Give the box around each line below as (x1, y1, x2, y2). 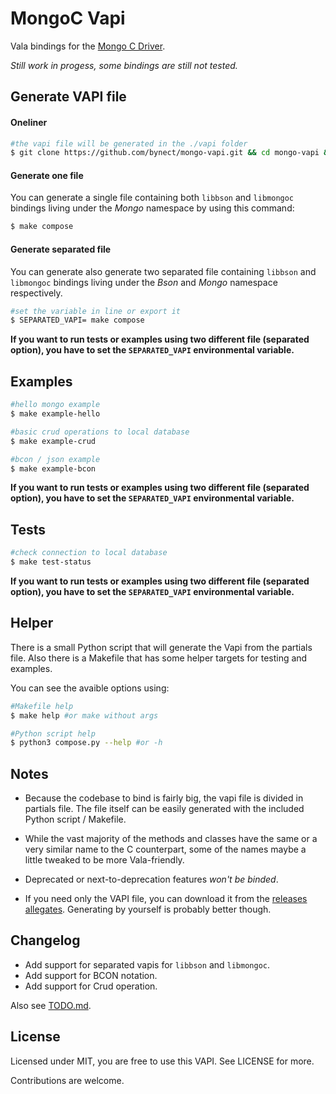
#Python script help (10, 728, 97, 739)
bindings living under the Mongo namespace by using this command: (10, 202, 295, 214)
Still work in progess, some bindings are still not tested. (10, 59, 238, 71)
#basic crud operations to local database (10, 427, 190, 437)
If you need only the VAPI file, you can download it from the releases (24, 893, 308, 905)
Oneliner (10, 116, 48, 128)
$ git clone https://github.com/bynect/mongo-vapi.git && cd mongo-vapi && (10, 148, 333, 158)
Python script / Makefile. (24, 813, 127, 826)
